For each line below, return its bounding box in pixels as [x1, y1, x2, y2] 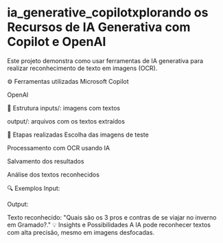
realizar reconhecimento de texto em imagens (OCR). [7, 64, 158, 72]
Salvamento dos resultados [7, 157, 84, 165]
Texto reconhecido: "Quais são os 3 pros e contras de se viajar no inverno [7, 213, 217, 221]
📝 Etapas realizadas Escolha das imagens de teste [7, 130, 149, 139]
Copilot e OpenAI [7, 34, 106, 49]
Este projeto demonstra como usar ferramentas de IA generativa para [7, 56, 204, 65]
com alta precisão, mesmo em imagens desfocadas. [7, 228, 155, 236]
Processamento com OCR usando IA [7, 143, 110, 152]
